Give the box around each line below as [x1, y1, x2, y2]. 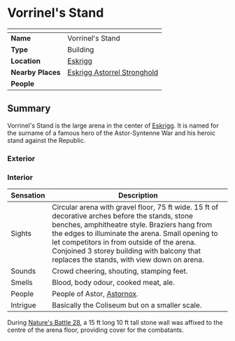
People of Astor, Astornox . [52, 288, 138, 298]
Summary [7, 103, 51, 115]
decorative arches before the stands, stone [52, 211, 194, 221]
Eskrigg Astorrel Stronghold [67, 67, 159, 77]
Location [10, 56, 41, 66]
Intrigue [10, 300, 36, 309]
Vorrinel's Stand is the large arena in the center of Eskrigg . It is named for [7, 121, 219, 130]
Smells [10, 277, 33, 287]
